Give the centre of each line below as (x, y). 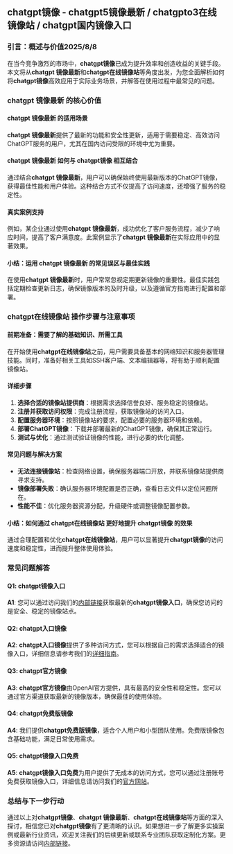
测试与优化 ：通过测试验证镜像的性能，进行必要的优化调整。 (102, 437)
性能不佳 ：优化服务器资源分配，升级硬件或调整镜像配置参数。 (105, 505)
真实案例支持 (25, 212)
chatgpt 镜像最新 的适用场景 (48, 118)
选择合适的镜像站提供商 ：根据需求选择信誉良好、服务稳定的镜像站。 (114, 402)
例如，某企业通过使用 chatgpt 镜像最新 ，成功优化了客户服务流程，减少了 (111, 229)
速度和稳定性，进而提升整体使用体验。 (62, 548)
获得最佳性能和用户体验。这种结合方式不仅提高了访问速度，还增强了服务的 (113, 186)
